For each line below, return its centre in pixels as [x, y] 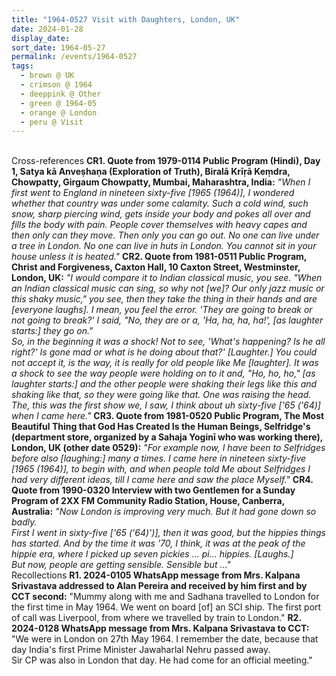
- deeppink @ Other [61, 94]
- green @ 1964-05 [59, 103]
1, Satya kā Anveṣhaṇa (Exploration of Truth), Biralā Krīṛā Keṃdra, [151, 172]
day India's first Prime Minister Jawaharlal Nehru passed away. [141, 650]
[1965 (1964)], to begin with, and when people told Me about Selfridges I [161, 469]
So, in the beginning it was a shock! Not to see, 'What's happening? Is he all [168, 342]
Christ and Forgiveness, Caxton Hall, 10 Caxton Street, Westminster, [156, 267]
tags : [22, 66]
